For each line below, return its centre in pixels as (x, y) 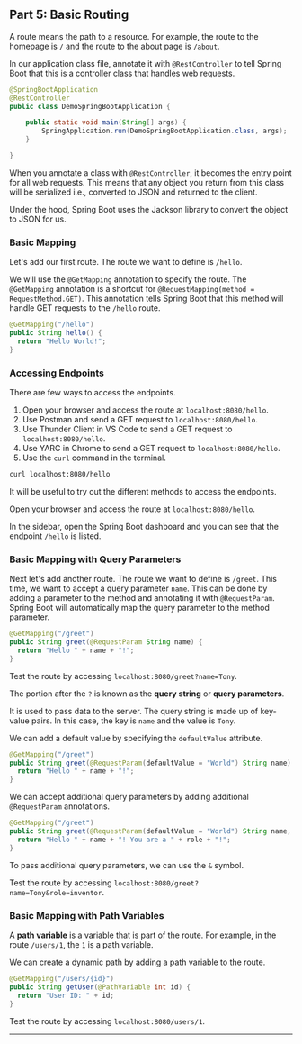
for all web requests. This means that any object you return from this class (147, 182)
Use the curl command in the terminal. (94, 458)
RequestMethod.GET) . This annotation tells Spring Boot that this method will (147, 299)
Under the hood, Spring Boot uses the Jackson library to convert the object (149, 209)
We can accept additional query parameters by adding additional (129, 797)
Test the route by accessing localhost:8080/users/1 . (107, 1021)
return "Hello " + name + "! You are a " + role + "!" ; (124, 840)
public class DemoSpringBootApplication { (90, 106)
